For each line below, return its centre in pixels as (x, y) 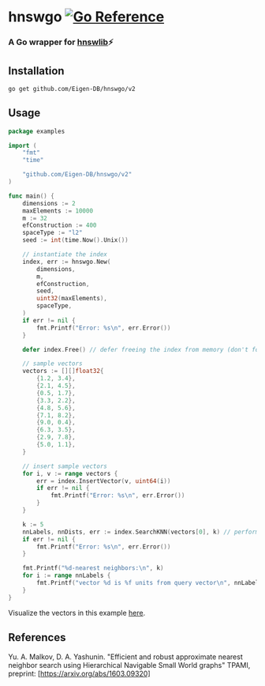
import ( (22, 145)
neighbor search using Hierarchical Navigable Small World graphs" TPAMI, (129, 665)
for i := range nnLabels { (67, 576)
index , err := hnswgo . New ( (67, 262)
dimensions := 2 (49, 203)
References (37, 637)
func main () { (32, 196)
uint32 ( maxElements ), (72, 299)
